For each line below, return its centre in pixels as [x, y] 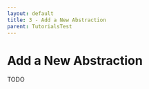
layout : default [30, 13]
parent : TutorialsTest [40, 26]
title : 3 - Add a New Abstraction [57, 20]
